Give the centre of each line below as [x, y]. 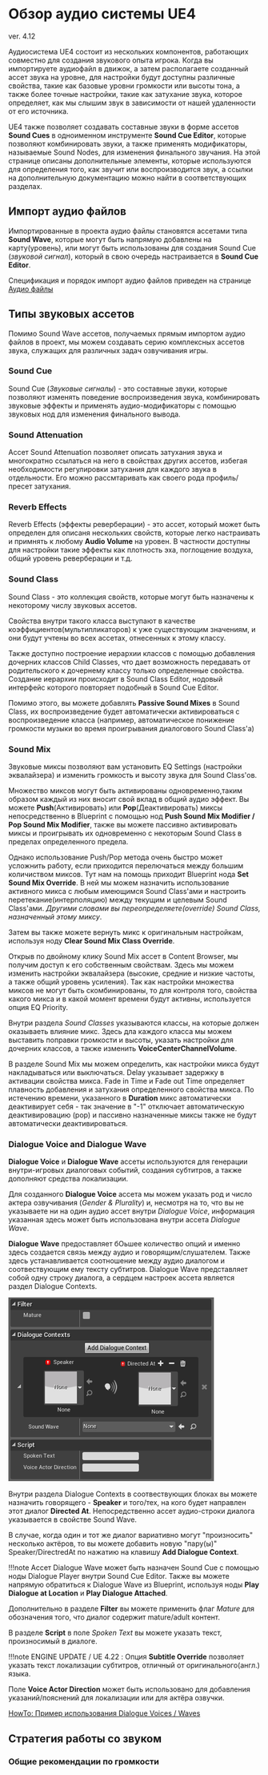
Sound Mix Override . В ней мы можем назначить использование [119, 883]
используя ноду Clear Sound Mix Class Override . [92, 941]
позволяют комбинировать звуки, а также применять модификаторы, [128, 143]
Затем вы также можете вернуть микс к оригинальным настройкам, [126, 932]
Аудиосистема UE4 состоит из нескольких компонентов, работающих [129, 51]
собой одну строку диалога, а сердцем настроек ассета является [122, 1278]
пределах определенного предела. [68, 842]
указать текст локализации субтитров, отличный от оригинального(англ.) [134, 1665]
